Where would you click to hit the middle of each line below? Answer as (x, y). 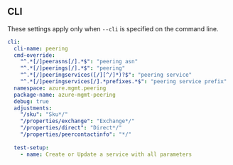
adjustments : (33, 108)
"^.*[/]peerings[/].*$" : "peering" (73, 68)
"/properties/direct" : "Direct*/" (71, 128)
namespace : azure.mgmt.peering (60, 88)
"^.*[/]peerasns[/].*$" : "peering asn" (79, 62)
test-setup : (32, 148)
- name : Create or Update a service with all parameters (106, 154)
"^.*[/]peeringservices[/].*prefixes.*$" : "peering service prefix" (124, 82)
